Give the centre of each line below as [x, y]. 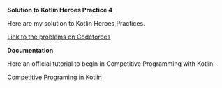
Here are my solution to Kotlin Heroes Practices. [76, 23]
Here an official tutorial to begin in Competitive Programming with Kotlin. [111, 64]
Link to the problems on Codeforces [59, 37]
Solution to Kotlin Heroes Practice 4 [60, 10]
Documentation [30, 50]
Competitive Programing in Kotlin [55, 77]
